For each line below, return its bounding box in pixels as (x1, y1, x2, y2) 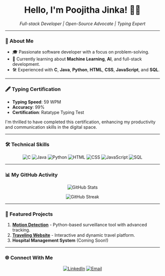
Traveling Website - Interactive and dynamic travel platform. (12, 232, 135, 238)
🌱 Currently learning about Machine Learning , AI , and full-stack (12, 56, 142, 62)
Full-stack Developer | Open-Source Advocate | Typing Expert (19, 21, 146, 27)
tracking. (12, 227, 30, 233)
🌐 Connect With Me (5, 254, 53, 261)
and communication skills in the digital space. (5, 124, 97, 130)
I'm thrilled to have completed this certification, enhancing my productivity (5, 119, 156, 125)
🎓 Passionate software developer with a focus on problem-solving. (12, 49, 150, 55)
